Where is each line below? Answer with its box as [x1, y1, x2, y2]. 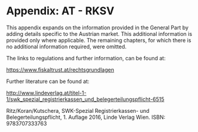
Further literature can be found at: [6, 78, 90, 85]
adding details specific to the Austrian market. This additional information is [6, 30, 193, 37]
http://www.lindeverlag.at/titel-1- [6, 89, 87, 96]
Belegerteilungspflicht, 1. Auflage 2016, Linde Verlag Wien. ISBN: [6, 113, 166, 121]
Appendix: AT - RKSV [6, 4, 115, 18]
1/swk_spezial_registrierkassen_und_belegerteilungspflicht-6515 [6, 96, 165, 103]
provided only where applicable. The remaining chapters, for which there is [6, 36, 191, 44]
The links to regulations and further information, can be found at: [6, 54, 166, 62]
